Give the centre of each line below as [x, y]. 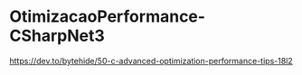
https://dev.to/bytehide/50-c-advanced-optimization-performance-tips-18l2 [151, 61]
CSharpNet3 [57, 36]
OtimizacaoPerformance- [108, 17]
